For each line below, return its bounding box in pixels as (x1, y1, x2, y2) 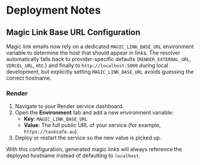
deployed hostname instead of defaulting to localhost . (6, 152, 141, 159)
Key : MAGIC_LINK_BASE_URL (23, 115, 88, 122)
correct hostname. (6, 75, 52, 81)
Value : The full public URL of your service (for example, (23, 122, 161, 129)
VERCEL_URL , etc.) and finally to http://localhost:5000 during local (6, 62, 168, 69)
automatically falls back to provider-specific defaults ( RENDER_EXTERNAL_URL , (6, 56, 191, 62)
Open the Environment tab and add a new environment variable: (14, 109, 174, 116)
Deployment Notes (6, 4, 101, 17)
